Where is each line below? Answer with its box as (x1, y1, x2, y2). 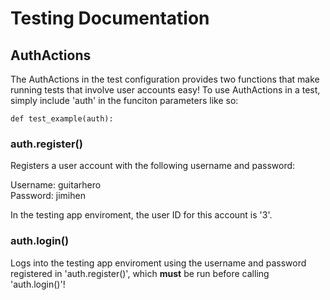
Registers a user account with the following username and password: (10, 160, 296, 172)
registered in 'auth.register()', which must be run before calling (10, 267, 270, 279)
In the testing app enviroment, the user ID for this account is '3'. (10, 209, 273, 221)
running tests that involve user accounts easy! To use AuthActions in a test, (10, 84, 321, 96)
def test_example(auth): (10, 114, 114, 124)
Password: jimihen (10, 190, 86, 202)
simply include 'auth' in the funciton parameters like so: (10, 95, 239, 106)
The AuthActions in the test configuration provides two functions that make (10, 73, 320, 85)
